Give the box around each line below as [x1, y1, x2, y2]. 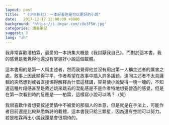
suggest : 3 [5, 30, 28, 35]
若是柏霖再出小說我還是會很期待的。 [5, 114, 80, 120]
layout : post [5, 7, 33, 12]
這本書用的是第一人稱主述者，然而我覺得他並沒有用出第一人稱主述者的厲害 [5, 66, 159, 72]
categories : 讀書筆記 [5, 26, 48, 31]
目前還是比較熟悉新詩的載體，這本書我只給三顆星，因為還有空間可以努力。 [9, 108, 164, 114]
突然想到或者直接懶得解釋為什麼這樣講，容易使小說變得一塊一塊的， [14, 78, 155, 85]
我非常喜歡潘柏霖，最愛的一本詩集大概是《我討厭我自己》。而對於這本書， [5, 49, 157, 55]
